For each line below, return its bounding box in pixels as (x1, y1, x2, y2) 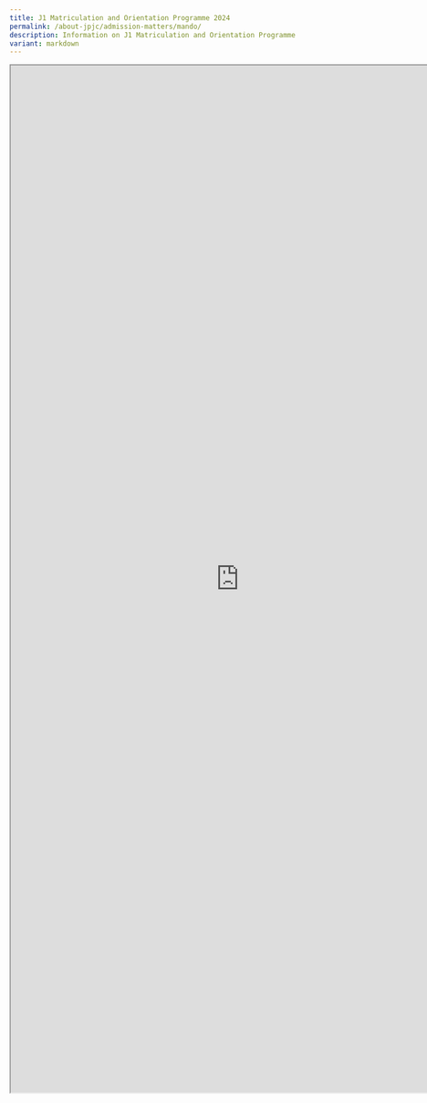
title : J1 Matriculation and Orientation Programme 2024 (9, 13, 231, 23)
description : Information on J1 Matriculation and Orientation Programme (9, 30, 297, 39)
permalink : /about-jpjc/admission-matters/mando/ (9, 22, 203, 31)
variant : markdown (9, 38, 79, 48)
